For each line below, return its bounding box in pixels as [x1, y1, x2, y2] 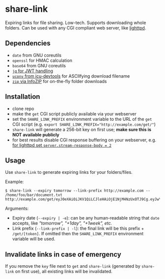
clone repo [12, 106, 34, 112]
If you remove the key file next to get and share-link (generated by [5, 263, 141, 269]
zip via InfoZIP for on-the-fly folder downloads [12, 78, 107, 84]
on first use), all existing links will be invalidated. [15, 269, 113, 275]
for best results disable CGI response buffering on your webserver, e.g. [12, 137, 157, 143]
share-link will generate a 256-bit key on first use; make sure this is [12, 126, 151, 132]
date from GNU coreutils [12, 52, 62, 58]
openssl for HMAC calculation [12, 57, 73, 63]
